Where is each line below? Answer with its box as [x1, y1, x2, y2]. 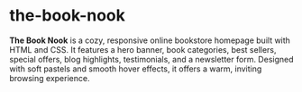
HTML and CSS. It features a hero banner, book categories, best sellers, [9, 44, 277, 54]
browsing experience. [9, 72, 90, 83]
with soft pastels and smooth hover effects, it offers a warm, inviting [9, 63, 262, 74]
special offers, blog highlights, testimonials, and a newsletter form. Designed [9, 54, 294, 64]
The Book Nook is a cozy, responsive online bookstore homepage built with [9, 35, 291, 46]
